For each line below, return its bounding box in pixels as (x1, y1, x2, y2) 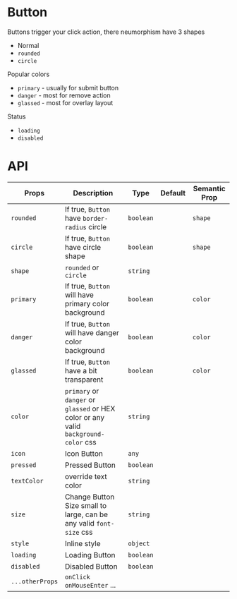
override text (64, 471, 107, 481)
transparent (64, 375, 104, 385)
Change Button (64, 492, 115, 502)
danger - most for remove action (17, 91, 111, 99)
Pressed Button (64, 460, 116, 470)
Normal (17, 41, 39, 49)
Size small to (64, 500, 107, 510)
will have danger (64, 327, 120, 337)
